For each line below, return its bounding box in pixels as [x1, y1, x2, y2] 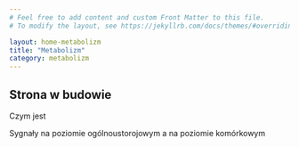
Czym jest [9, 110, 46, 121]
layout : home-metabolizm [9, 37, 101, 46]
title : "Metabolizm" [9, 45, 86, 54]
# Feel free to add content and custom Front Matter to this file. [9, 12, 265, 22]
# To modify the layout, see [9, 21, 117, 30]
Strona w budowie [9, 86, 112, 102]
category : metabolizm [9, 54, 90, 63]
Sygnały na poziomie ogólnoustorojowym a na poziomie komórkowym [9, 127, 266, 138]
